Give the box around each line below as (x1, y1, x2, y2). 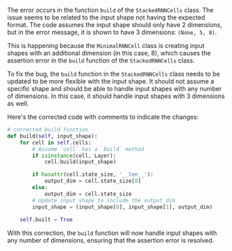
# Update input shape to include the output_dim (32, 197, 176, 204)
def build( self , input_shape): (7, 132, 98, 140)
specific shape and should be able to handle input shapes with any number (7, 85, 222, 92)
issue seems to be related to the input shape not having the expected (7, 13, 206, 22)
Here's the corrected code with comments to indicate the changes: (7, 113, 199, 121)
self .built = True (19, 216, 73, 223)
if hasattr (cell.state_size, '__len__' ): (32, 171, 154, 178)
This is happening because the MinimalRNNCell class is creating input (7, 42, 205, 49)
